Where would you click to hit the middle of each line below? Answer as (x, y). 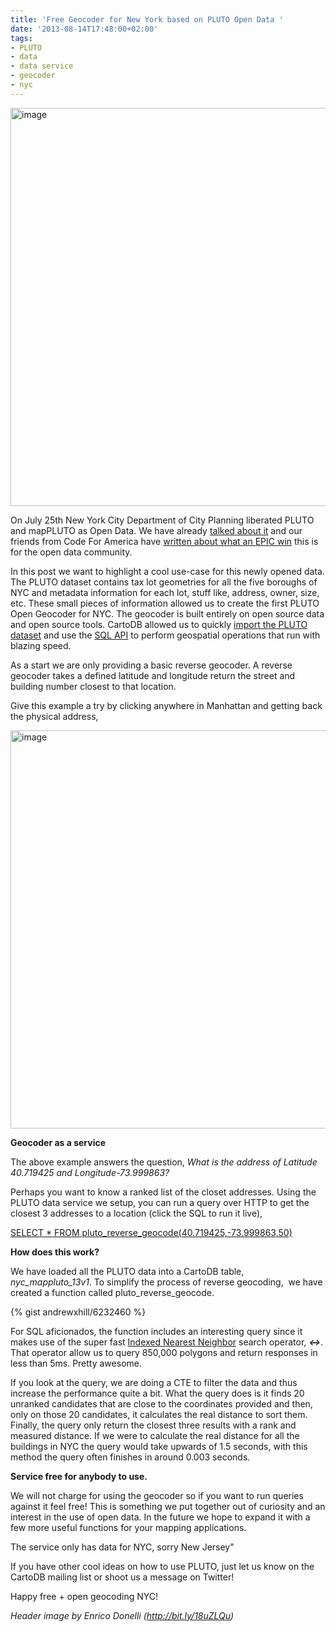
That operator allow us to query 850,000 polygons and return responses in (164, 1352)
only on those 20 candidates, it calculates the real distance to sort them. (159, 1414)
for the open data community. (71, 552)
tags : (21, 38)
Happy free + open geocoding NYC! (84, 1596)
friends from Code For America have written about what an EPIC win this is (164, 541)
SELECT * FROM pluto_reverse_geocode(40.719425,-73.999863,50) (151, 1232)
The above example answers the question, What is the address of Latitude (164, 1162)
